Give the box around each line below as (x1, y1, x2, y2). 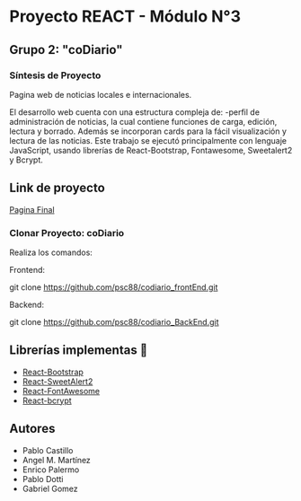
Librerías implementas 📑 (9, 343, 148, 358)
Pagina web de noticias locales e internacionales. (9, 89, 192, 100)
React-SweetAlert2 (22, 375, 93, 387)
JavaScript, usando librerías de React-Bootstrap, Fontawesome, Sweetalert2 (9, 145, 293, 155)
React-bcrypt (22, 395, 72, 406)
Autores (9, 421, 56, 436)
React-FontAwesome (22, 385, 101, 396)
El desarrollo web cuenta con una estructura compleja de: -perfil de (9, 106, 261, 118)
